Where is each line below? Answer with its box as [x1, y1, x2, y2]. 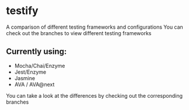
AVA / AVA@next [14, 81, 55, 88]
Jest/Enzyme [14, 68, 47, 75]
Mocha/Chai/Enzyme [14, 62, 65, 69]
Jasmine [14, 74, 36, 81]
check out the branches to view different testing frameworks [6, 29, 152, 36]
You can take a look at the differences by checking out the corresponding [6, 92, 183, 99]
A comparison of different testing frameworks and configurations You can [6, 23, 184, 30]
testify [6, 4, 39, 18]
